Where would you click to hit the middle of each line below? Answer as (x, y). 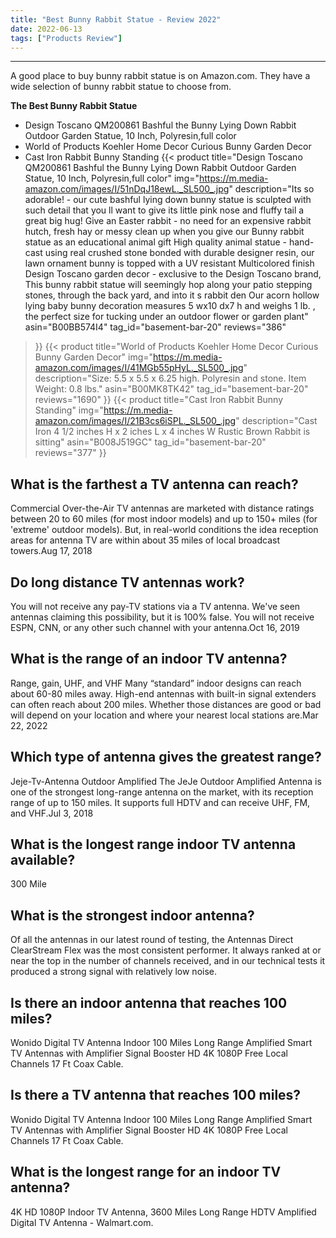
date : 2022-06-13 (46, 29)
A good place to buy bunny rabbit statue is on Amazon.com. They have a (160, 76)
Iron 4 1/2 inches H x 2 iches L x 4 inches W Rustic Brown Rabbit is (172, 432)
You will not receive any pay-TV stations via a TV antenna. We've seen (155, 606)
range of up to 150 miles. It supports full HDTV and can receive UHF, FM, (160, 802)
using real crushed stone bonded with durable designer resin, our (179, 253)
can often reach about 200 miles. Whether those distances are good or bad (166, 704)
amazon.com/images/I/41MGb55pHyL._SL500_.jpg (139, 368)
